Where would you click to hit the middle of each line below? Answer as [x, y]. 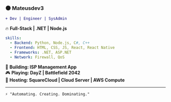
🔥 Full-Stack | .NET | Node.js [36, 29]
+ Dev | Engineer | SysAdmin [36, 19]
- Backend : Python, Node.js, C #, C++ [50, 43]
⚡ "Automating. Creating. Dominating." [48, 94]
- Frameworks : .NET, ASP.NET [41, 52]
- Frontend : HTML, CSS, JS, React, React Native [62, 47]
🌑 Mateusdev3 [25, 8]
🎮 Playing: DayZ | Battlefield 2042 [43, 72]
